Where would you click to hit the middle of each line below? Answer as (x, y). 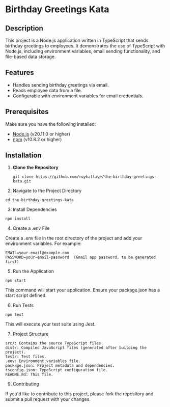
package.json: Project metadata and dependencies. (60, 366)
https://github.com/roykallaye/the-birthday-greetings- (96, 177)
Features (20, 73)
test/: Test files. (26, 357)
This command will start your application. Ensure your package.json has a (83, 290)
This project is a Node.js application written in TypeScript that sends (77, 40)
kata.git (22, 181)
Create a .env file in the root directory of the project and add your (74, 238)
